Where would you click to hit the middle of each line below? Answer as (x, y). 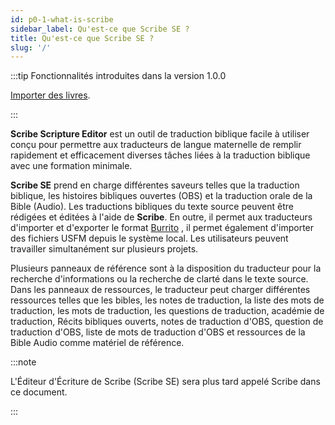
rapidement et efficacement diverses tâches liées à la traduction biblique (160, 155)
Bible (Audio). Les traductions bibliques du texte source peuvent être (152, 207)
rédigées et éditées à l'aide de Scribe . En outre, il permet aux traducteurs (161, 217)
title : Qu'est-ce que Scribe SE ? (82, 38)
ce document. (39, 392)
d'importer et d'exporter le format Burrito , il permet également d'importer (162, 228)
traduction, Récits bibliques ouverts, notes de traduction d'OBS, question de (167, 322)
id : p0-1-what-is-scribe (62, 19)
